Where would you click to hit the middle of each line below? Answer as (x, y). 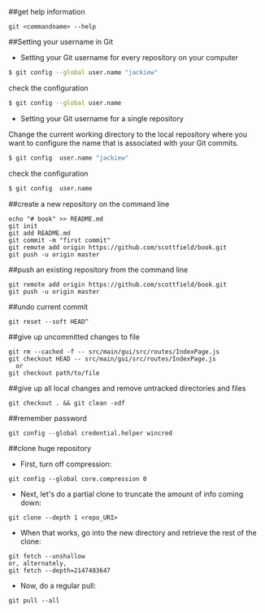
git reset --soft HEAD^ (49, 322)
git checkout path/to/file (54, 373)
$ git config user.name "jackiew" (69, 158)
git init (23, 226)
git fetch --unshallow (47, 556)
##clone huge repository (50, 448)
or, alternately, (38, 563)
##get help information (47, 12)
